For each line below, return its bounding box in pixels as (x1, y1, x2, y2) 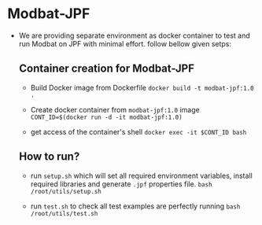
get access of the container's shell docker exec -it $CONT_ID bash (30, 127, 247, 136)
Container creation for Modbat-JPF (18, 62, 194, 76)
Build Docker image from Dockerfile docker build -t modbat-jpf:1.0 (30, 83, 254, 92)
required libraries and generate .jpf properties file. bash (30, 179, 213, 189)
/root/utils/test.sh (30, 209, 98, 217)
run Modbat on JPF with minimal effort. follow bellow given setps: (18, 39, 232, 48)
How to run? (18, 150, 80, 164)
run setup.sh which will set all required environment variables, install (30, 171, 253, 180)
